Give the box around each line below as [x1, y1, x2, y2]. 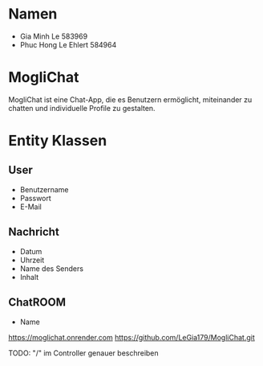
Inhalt [19, 272, 39, 282]
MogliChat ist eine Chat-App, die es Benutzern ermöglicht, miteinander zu [8, 94, 253, 105]
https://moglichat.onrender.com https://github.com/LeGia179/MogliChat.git [8, 332, 255, 342]
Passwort [19, 193, 52, 203]
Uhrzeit [19, 255, 45, 265]
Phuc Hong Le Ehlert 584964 [19, 39, 117, 49]
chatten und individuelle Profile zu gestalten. [8, 103, 156, 113]
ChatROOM [8, 295, 67, 310]
